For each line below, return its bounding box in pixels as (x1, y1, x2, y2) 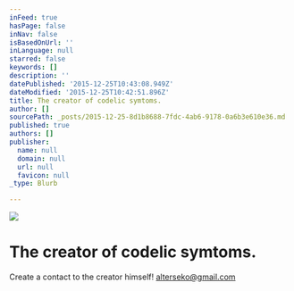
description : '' (9, 71, 70, 80)
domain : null (17, 154, 66, 163)
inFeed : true (9, 12, 58, 22)
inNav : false (9, 29, 58, 38)
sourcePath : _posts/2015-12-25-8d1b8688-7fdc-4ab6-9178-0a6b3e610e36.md (9, 112, 286, 121)
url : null (17, 162, 54, 171)
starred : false (9, 54, 66, 63)
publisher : (9, 137, 50, 146)
